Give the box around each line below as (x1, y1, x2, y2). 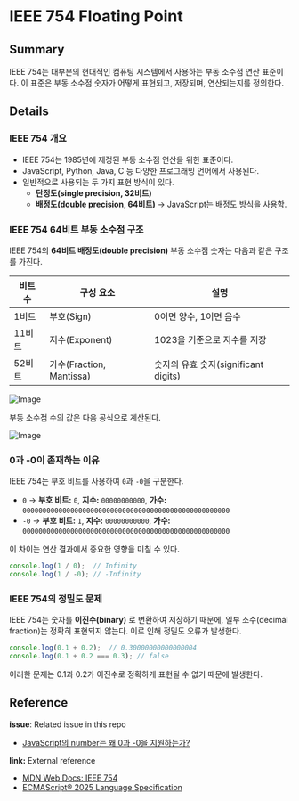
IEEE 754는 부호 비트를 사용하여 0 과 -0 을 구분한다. (9, 476, 184, 486)
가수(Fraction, (49, 358, 107, 371)
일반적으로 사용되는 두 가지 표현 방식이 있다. (21, 176, 175, 187)
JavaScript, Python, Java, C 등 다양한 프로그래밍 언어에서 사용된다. (21, 165, 260, 176)
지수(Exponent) (49, 333, 113, 346)
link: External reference (9, 755, 96, 765)
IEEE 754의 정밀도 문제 (9, 593, 102, 605)
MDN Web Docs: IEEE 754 (21, 772, 118, 783)
